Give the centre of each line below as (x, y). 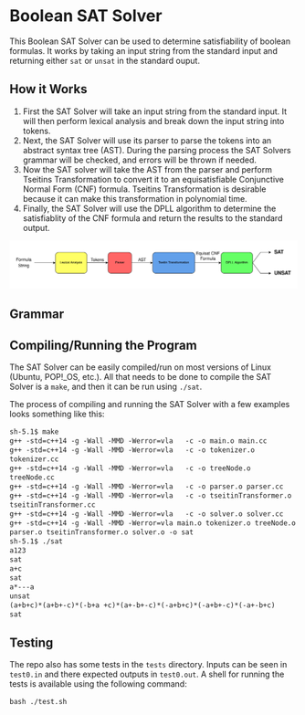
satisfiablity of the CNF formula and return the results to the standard (152, 218)
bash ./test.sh (38, 701)
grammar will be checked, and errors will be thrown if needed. (140, 160)
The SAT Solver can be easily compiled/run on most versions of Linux (141, 367)
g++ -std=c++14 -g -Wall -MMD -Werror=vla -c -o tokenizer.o (132, 450)
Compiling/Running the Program (104, 345)
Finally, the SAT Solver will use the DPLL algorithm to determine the (149, 208)
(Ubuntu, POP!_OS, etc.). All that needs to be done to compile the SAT (141, 377)
